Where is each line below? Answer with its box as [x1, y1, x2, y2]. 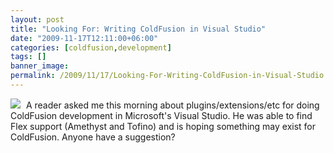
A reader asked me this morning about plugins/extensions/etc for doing [25, 99, 320, 111]
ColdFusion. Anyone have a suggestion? [10, 131, 176, 143]
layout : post [10, 14, 65, 25]
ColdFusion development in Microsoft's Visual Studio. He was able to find [10, 109, 313, 121]
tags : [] [10, 52, 47, 62]
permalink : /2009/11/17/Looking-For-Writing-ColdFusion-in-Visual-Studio [10, 71, 325, 81]
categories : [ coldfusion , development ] [10, 42, 172, 53]
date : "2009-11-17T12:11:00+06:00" [10, 33, 159, 43]
